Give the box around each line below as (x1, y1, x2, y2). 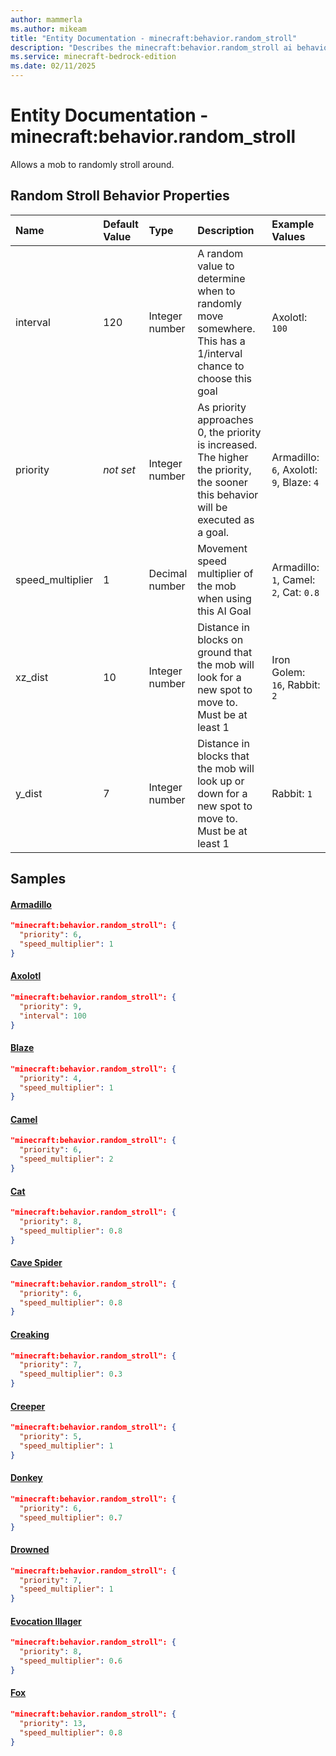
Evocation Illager (10, 1615, 82, 1627)
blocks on (197, 632, 244, 646)
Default (103, 217, 139, 231)
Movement (197, 541, 248, 555)
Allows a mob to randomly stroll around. (10, 158, 175, 170)
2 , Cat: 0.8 (271, 585, 320, 599)
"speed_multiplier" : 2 (19, 1154, 114, 1165)
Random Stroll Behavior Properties (10, 187, 230, 205)
